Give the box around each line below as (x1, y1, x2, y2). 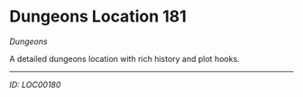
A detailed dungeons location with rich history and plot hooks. (9, 53, 241, 64)
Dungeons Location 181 (9, 6, 187, 27)
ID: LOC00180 (9, 79, 61, 90)
